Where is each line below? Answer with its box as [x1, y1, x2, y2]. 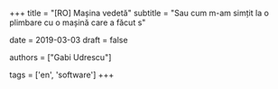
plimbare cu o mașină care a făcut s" [9, 17, 146, 28]
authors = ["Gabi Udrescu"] [9, 52, 112, 62]
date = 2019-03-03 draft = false [9, 35, 128, 45]
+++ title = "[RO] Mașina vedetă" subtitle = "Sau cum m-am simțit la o [9, 8, 269, 18]
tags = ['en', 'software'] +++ [9, 69, 115, 80]
